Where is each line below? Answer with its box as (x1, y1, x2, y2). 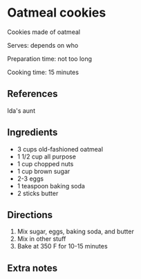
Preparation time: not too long (7, 54, 92, 63)
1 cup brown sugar (17, 167, 70, 175)
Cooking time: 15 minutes (7, 68, 79, 76)
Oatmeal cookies (7, 5, 106, 21)
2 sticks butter (17, 189, 59, 197)
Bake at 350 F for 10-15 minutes (17, 242, 109, 251)
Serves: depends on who (7, 41, 79, 49)
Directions (7, 209, 53, 221)
